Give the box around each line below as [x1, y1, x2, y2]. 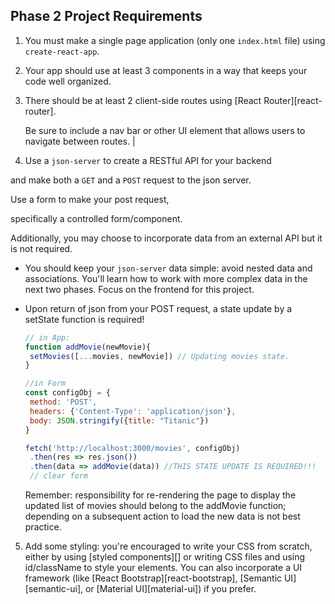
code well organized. [24, 75, 112, 87]
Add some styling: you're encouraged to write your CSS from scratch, [24, 540, 313, 553]
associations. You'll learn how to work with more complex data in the [24, 272, 308, 284]
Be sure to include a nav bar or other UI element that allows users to [24, 124, 306, 136]
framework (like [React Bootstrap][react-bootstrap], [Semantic [24, 572, 283, 584]
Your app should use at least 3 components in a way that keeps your [24, 64, 308, 76]
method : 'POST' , [29, 397, 98, 408]
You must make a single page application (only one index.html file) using [24, 34, 326, 46]
